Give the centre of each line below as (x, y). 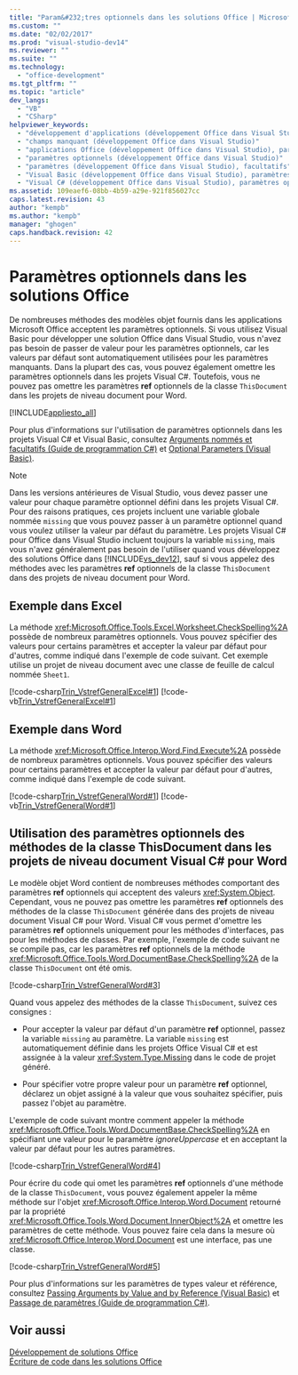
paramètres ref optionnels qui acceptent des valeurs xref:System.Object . (142, 892)
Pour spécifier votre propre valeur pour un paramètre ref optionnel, (145, 1084)
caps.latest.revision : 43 (57, 200)
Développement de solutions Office (74, 1352)
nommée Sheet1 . (39, 675)
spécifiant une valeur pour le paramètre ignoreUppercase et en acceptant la (148, 1138)
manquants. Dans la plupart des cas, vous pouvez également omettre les (142, 367)
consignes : (30, 1011)
